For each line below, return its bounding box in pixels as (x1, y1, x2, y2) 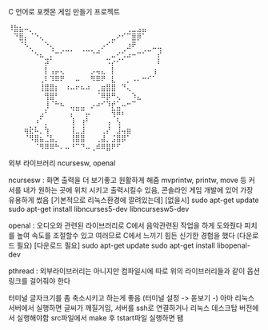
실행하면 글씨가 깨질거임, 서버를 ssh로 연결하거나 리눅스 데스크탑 (35, 303, 238, 312)
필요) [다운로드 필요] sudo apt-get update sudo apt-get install (16, 241, 216, 250)
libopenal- (217, 241, 250, 250)
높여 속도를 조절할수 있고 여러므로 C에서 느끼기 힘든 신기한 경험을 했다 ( (16, 231, 240, 240)
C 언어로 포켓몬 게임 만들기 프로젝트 (8, 7, 121, 16)
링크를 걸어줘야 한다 (8, 276, 70, 285)
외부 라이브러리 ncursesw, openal (8, 158, 116, 168)
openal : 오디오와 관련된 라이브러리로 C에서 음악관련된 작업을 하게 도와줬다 (8, 221, 242, 230)
